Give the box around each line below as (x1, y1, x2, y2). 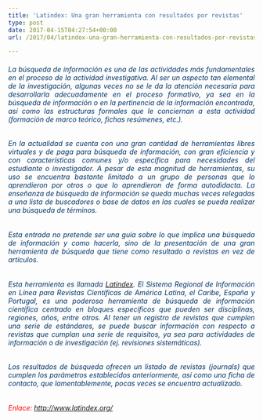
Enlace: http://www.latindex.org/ (8, 403, 113, 412)
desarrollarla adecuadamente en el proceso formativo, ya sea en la (8, 89, 255, 99)
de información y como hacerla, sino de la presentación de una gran (8, 239, 255, 248)
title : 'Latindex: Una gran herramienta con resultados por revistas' (8, 11, 243, 20)
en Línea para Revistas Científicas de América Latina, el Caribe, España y (8, 287, 255, 297)
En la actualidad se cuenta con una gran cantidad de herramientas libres (8, 139, 255, 148)
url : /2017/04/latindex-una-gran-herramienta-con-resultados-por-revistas (8, 33, 258, 42)
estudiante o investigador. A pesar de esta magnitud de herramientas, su (8, 164, 255, 173)
